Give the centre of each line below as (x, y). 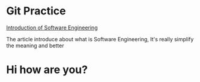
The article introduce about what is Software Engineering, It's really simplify (100, 39)
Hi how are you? (47, 70)
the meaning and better (35, 45)
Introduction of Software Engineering (52, 28)
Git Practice (36, 11)
